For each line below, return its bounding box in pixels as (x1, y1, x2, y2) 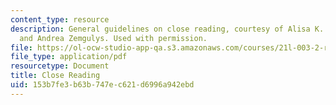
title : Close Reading (10, 71, 101, 81)
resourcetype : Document (10, 61, 110, 71)
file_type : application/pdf (10, 52, 128, 62)
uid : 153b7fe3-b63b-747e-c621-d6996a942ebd (10, 80, 195, 90)
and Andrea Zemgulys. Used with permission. (19, 33, 208, 43)
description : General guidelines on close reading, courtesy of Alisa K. (10, 24, 325, 34)
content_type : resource (10, 14, 110, 25)
